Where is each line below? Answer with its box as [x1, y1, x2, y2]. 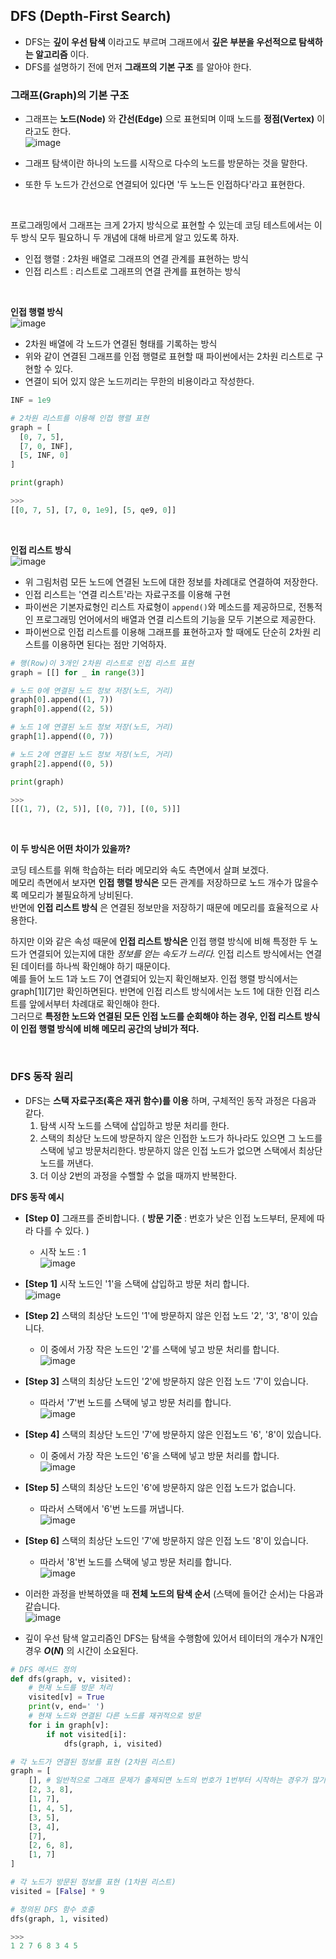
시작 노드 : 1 [39, 1245, 87, 1258]
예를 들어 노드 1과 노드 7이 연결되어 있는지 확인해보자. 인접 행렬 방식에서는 [10, 973, 299, 985]
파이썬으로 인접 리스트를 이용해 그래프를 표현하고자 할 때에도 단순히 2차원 [24, 625, 311, 638]
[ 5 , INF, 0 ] [19, 450, 70, 461]
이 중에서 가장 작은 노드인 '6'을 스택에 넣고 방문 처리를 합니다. [39, 1449, 280, 1461]
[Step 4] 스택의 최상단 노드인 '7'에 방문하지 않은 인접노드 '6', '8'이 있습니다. [24, 1428, 322, 1440]
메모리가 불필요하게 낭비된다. [20, 889, 134, 901]
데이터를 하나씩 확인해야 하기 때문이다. [20, 960, 171, 973]
